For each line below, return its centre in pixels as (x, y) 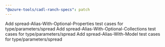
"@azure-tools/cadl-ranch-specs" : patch (48, 10)
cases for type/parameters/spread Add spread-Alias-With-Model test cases (83, 34)
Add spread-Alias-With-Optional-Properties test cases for (64, 23)
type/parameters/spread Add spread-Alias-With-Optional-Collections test (81, 29)
